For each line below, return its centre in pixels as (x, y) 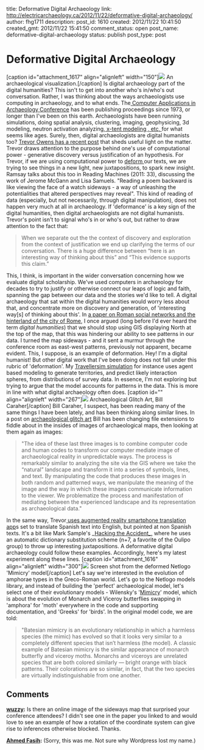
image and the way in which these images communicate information (107, 489)
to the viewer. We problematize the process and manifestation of (102, 495)
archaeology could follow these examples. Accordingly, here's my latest (97, 552)
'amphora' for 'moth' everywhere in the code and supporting (82, 605)
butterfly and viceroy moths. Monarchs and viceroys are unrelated (104, 655)
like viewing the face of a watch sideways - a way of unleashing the (91, 187)
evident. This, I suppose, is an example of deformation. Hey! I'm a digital (97, 353)
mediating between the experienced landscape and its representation (108, 502)
